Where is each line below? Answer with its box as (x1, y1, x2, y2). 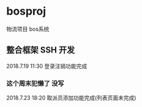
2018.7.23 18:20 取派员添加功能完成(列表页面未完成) (6, 94, 137, 101)
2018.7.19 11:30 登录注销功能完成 (6, 62, 87, 70)
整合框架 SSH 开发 (6, 45, 75, 56)
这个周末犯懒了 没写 (6, 79, 65, 87)
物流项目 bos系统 (6, 25, 50, 32)
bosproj (6, 4, 46, 18)
